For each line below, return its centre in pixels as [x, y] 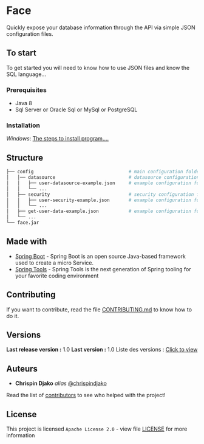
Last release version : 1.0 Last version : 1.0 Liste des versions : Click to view [102, 350]
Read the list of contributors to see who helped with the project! [86, 395]
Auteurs [22, 369]
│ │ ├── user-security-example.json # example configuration [99, 200]
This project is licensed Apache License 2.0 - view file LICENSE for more [97, 429]
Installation [23, 125]
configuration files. [30, 33]
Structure [25, 158]
